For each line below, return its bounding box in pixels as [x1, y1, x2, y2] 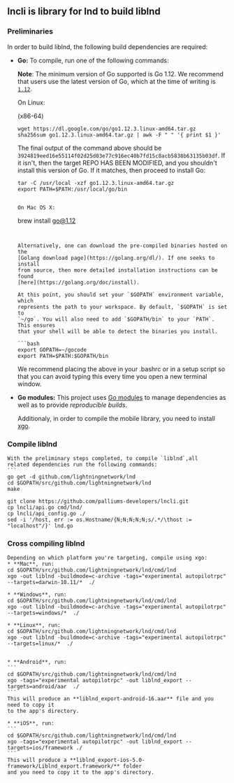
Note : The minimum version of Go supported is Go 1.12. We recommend [17, 69, 224, 78]
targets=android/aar [7, 683, 68, 691]
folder [122, 763, 142, 770]
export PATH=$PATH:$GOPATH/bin [17, 352, 109, 359]
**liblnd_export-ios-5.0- [69, 756, 145, 764]
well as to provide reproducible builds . [17, 401, 128, 409]
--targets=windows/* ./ [7, 609, 80, 617]
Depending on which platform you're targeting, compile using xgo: [7, 555, 208, 562]
